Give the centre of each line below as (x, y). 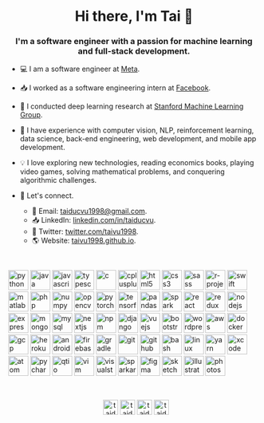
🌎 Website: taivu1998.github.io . (84, 241)
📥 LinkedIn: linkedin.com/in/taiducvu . (94, 220)
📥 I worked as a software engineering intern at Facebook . (115, 88)
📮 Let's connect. (47, 196)
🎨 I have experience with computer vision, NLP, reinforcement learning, (137, 130)
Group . (31, 115)
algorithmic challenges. (58, 180)
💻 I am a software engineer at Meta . (80, 69)
